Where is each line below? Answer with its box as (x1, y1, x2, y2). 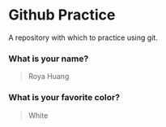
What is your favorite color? (8, 92, 120, 103)
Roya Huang (28, 72, 70, 81)
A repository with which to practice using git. (8, 33, 158, 42)
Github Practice (8, 6, 116, 24)
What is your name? (8, 53, 89, 64)
